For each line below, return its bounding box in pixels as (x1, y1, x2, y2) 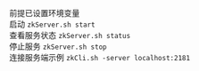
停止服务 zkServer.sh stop (9, 41, 107, 51)
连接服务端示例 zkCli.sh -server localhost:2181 (9, 52, 190, 62)
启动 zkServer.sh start (9, 19, 95, 29)
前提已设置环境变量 (9, 8, 80, 18)
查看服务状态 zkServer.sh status (9, 30, 131, 40)
